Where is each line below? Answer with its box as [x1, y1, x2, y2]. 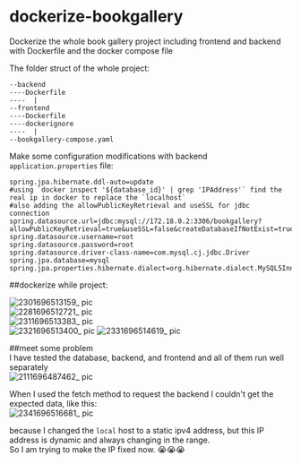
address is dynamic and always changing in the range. [9, 434, 211, 445]
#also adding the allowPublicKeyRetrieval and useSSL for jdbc [9, 201, 251, 210]
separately [9, 361, 49, 373]
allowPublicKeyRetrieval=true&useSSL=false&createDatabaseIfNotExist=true [9, 224, 295, 234]
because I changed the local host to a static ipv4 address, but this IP [9, 425, 264, 435]
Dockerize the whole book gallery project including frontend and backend [9, 36, 281, 47]
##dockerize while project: [9, 279, 108, 290]
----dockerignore [9, 119, 74, 128]
